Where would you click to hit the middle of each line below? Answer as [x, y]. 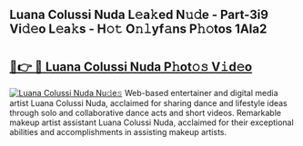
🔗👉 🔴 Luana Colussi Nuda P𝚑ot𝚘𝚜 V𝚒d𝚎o [131, 67]
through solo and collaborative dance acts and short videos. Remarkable [146, 113]
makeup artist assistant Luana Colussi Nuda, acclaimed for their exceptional [151, 122]
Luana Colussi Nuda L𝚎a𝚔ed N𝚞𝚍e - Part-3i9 [139, 15]
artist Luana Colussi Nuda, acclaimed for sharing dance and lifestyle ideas [149, 103]
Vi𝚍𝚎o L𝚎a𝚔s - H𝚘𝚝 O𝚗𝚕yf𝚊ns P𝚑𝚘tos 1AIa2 [138, 29]
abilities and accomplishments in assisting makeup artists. [118, 132]
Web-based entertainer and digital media [202, 93]
